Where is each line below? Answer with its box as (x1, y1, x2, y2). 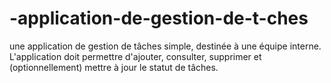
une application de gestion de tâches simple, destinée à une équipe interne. (9, 40, 322, 52)
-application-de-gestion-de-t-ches (9, 7, 309, 30)
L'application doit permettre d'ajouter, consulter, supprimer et (9, 50, 262, 62)
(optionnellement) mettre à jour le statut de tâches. (9, 61, 219, 73)
